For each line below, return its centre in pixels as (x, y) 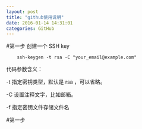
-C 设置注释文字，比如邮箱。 (41, 95)
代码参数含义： (24, 69)
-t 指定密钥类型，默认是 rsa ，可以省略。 (56, 82)
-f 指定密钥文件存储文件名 (38, 107)
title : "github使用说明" (35, 17)
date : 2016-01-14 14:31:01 (40, 23)
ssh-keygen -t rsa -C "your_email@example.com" (77, 57)
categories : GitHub (30, 28)
